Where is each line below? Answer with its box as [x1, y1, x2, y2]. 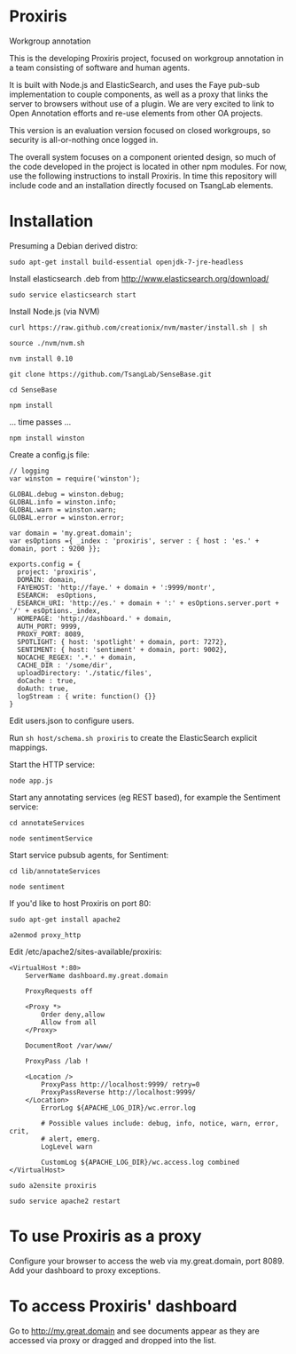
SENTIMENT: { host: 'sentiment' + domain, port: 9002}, [17, 645, 228, 654]
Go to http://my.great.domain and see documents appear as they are [9, 1326, 260, 1336]
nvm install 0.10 [9, 354, 74, 363]
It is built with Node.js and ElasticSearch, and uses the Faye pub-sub [9, 79, 260, 90]
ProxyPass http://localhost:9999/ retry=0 [41, 1079, 200, 1089]
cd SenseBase [9, 385, 58, 394]
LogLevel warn [41, 1142, 93, 1151]
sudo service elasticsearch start [9, 291, 137, 299]
